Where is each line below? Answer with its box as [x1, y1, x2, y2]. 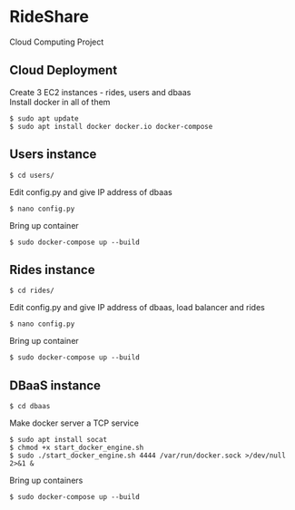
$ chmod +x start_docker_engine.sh [9, 443, 144, 453]
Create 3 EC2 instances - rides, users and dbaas [9, 86, 192, 97]
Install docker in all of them [9, 96, 111, 107]
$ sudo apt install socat [9, 436, 107, 445]
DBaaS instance [9, 378, 102, 393]
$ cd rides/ [9, 286, 54, 296]
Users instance [9, 147, 97, 162]
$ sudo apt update [9, 113, 79, 123]
